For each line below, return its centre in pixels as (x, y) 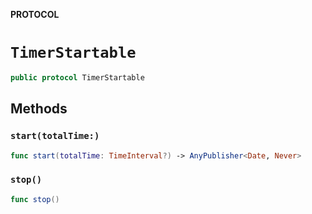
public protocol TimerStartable (77, 77)
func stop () (35, 199)
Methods (39, 109)
